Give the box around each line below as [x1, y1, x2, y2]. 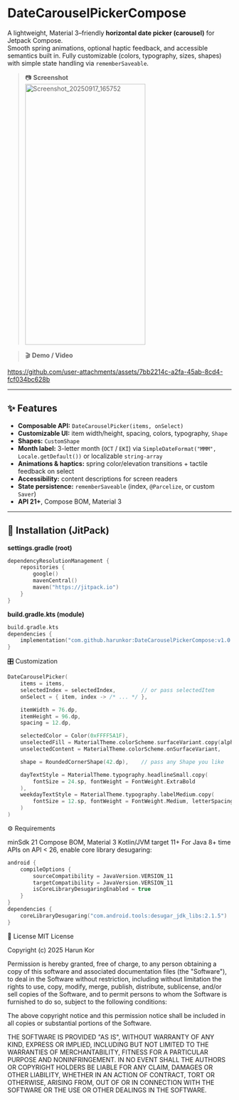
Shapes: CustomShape [17, 437, 80, 445]
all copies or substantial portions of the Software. [7, 1019, 152, 1027]
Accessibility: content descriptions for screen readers [17, 474, 178, 483]
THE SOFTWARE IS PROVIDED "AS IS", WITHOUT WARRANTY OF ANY [7, 1032, 215, 1041]
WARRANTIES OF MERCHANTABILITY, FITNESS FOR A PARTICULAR [7, 1047, 208, 1056]
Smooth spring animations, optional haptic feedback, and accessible [7, 44, 208, 52]
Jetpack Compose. [7, 36, 63, 44]
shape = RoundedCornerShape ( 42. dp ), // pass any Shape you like [20, 758, 224, 765]
